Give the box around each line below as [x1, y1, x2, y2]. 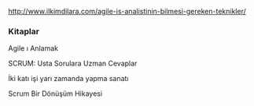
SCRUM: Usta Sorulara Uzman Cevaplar [8, 58, 138, 69]
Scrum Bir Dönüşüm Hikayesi [8, 89, 103, 98]
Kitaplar [8, 26, 39, 37]
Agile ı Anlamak [8, 44, 59, 53]
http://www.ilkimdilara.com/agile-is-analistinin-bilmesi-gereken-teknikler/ [8, 7, 246, 16]
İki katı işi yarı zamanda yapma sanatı [8, 74, 129, 83]
